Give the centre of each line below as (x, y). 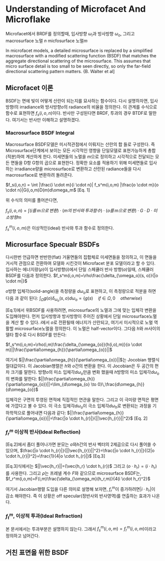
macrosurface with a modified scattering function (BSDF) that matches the (81, 55)
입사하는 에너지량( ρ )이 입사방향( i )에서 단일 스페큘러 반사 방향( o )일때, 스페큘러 (80, 269)
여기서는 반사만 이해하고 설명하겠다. (46, 120)
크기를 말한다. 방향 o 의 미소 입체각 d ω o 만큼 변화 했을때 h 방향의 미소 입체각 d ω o (85, 372)
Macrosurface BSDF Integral (40, 133)
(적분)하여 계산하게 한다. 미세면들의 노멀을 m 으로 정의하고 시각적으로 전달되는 (80, 156)
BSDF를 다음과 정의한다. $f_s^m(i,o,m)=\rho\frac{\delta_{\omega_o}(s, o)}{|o (82, 275)
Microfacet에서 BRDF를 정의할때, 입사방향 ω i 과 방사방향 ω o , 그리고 (70, 34)
